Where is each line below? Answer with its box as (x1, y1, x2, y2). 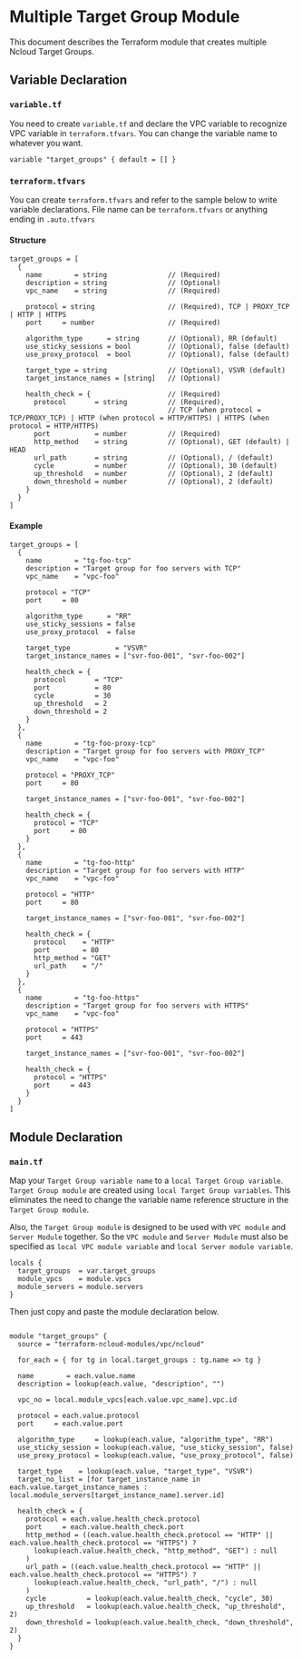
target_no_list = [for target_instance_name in (17, 1475, 201, 1485)
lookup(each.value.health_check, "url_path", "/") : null (33, 1578, 258, 1587)
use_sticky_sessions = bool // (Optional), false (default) (25, 343, 290, 352)
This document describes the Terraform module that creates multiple (9, 36, 268, 47)
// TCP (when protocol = (167, 406, 261, 415)
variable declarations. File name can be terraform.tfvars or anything (9, 204, 268, 214)
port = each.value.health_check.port (25, 1523, 184, 1532)
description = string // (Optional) (25, 279, 221, 288)
